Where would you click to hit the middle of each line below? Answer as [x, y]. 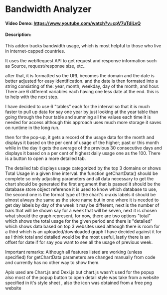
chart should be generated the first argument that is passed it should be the [83, 184]
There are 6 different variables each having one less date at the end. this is [82, 91]
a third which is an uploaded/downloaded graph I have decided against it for [83, 231]
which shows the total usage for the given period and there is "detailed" [79, 221]
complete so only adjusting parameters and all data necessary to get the [80, 178]
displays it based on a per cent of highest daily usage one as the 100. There [83, 153]
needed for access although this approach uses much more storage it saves [83, 122]
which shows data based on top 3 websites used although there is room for [83, 226]
